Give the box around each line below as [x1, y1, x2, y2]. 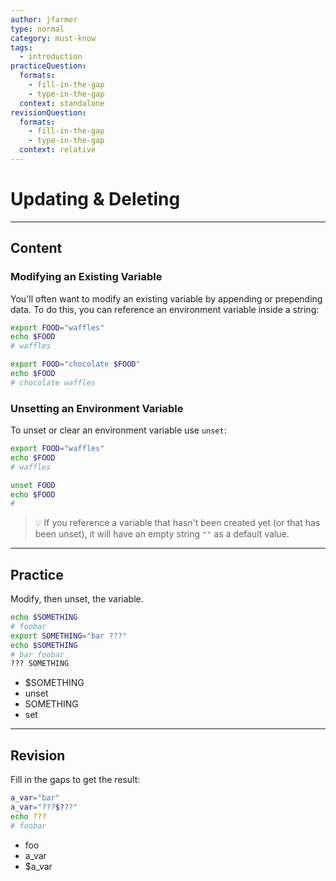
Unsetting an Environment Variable [10, 401, 184, 415]
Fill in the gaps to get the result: [10, 774, 141, 786]
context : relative [19, 145, 97, 155]
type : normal [10, 24, 65, 34]
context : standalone [19, 98, 105, 108]
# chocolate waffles [10, 377, 97, 388]
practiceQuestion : [10, 61, 87, 71]
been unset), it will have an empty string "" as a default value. [34, 528, 290, 540]
